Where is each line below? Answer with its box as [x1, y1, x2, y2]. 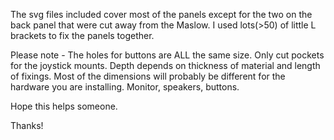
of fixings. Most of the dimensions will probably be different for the [10, 70, 286, 82]
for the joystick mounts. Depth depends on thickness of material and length [10, 60, 321, 71]
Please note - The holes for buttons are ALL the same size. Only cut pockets [10, 49, 325, 61]
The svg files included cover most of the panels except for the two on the [10, 9, 313, 20]
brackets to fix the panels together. [10, 30, 155, 41]
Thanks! [10, 120, 44, 131]
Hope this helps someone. [10, 100, 118, 112]
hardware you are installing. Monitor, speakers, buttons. [10, 81, 240, 93]
